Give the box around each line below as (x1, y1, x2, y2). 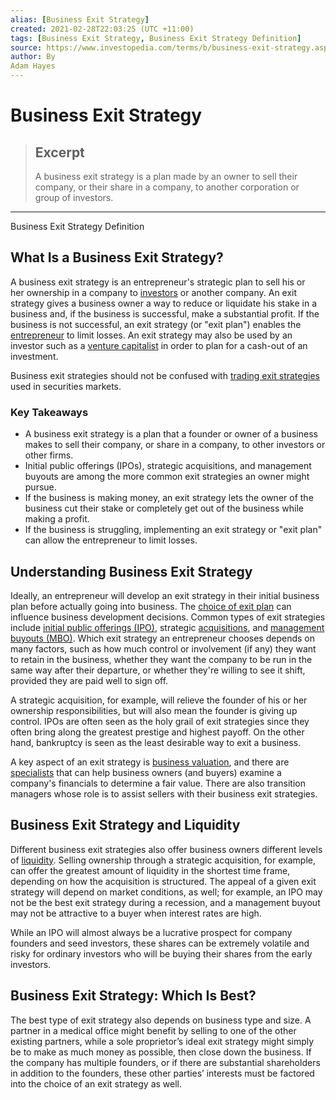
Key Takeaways (10, 405, 89, 419)
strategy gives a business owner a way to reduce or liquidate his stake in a (10, 297, 318, 309)
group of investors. (34, 192, 114, 203)
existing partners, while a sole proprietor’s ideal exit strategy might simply (10, 1035, 315, 1047)
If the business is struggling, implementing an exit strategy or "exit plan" (24, 524, 323, 536)
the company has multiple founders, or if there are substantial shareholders (10, 1056, 321, 1068)
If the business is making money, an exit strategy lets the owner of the (24, 492, 314, 504)
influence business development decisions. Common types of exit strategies (10, 611, 326, 623)
